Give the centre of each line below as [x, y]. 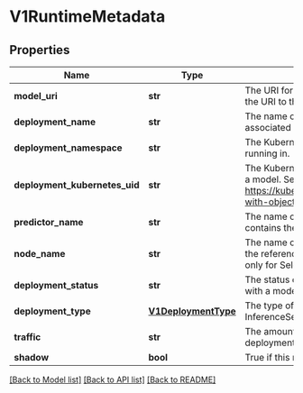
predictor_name [49, 222]
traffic [28, 337]
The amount [270, 331]
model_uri [36, 96]
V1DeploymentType [192, 311]
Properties [40, 50]
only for [261, 265]
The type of [270, 306]
